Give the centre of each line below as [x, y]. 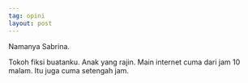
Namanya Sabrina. [39, 46]
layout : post [30, 23]
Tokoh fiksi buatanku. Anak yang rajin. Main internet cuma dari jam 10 [124, 62]
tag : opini [27, 16]
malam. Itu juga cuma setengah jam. [69, 70]
